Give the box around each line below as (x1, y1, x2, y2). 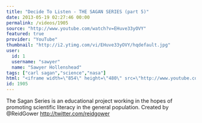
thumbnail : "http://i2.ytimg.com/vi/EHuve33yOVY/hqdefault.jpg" (6, 42, 171, 48)
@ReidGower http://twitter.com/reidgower (6, 110, 110, 117)
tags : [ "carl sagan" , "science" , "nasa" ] (6, 70, 106, 76)
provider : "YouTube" (6, 36, 58, 42)
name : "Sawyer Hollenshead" (11, 64, 82, 70)
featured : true (6, 31, 44, 37)
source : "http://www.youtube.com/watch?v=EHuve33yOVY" (6, 25, 147, 32)
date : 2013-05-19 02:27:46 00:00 (6, 14, 90, 20)
